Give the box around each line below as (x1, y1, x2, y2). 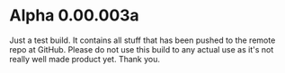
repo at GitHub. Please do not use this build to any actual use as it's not (9, 44, 274, 54)
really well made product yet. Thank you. (9, 53, 160, 64)
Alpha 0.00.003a (9, 5, 139, 26)
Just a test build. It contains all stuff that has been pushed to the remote (9, 35, 276, 45)
